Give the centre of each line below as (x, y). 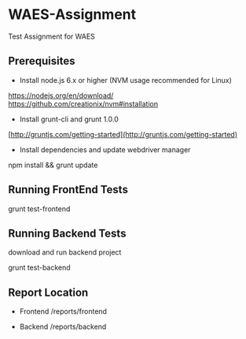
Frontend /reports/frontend (63, 311)
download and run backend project (65, 252)
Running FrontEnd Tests (68, 190)
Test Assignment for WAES (52, 36)
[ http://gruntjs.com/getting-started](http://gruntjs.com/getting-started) (123, 134)
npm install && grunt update (53, 165)
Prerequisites (42, 61)
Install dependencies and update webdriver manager (105, 149)
